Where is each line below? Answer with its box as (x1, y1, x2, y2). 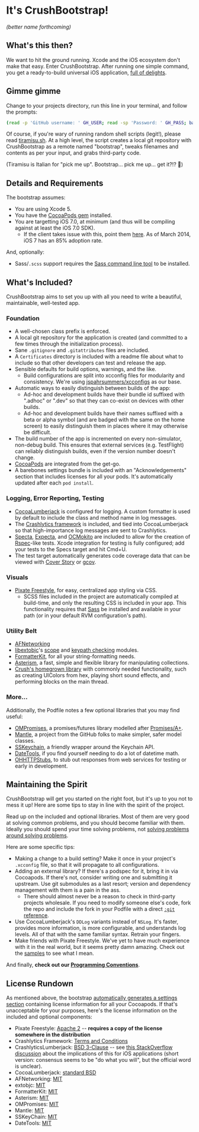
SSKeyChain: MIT (14, 1113, 57, 1121)
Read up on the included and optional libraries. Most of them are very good (6, 813, 190, 820)
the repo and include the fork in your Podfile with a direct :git (23, 905, 175, 913)
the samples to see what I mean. (14, 949, 94, 957)
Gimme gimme (6, 86, 61, 96)
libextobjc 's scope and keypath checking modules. (14, 646, 139, 654)
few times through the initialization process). (14, 340, 123, 348)
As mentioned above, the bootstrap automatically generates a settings (6, 994, 178, 1002)
